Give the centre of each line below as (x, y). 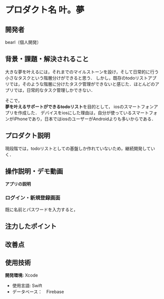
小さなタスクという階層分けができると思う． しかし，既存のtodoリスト (77, 78)
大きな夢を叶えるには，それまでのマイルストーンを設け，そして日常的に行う (82, 72)
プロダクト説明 (28, 136)
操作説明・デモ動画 (34, 171)
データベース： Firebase (38, 292)
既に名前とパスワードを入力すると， (42, 209)
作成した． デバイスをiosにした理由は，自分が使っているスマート (83, 112)
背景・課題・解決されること (47, 59)
